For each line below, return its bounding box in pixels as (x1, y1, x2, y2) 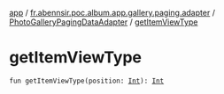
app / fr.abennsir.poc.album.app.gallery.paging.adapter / (9, 8, 215, 18)
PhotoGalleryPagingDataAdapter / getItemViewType (9, 17, 198, 27)
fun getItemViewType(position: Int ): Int (9, 76, 165, 85)
